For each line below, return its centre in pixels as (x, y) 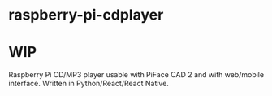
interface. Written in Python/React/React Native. (89, 84)
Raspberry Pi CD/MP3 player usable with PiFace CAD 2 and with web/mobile (136, 75)
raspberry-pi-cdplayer (86, 15)
